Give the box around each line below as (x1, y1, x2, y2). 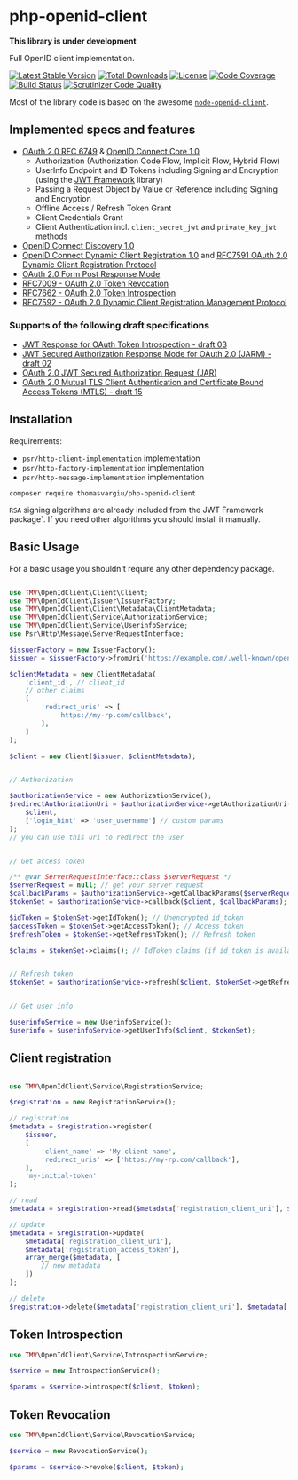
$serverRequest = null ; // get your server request (9, 881, 204, 890)
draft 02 (21, 358, 52, 369)
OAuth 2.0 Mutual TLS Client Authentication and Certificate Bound (21, 377, 264, 388)
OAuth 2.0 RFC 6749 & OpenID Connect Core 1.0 (21, 146, 200, 156)
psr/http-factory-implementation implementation (21, 462, 205, 472)
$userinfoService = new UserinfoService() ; (9, 1018, 173, 1027)
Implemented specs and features (9, 123, 196, 138)
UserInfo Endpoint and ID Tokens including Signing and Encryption (35, 164, 279, 175)
